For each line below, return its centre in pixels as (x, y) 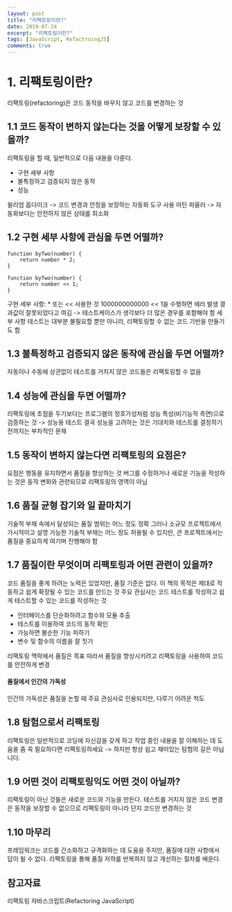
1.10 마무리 (29, 832)
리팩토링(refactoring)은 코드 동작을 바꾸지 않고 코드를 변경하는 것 (95, 103)
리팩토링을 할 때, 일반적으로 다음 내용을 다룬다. (70, 157)
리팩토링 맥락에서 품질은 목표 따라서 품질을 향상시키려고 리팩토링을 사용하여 (109, 655)
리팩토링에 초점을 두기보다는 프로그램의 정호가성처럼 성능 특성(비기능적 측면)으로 (116, 414)
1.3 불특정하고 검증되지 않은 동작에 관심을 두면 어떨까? (116, 353)
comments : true (29, 46)
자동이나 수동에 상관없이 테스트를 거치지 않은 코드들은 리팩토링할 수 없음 (104, 372)
